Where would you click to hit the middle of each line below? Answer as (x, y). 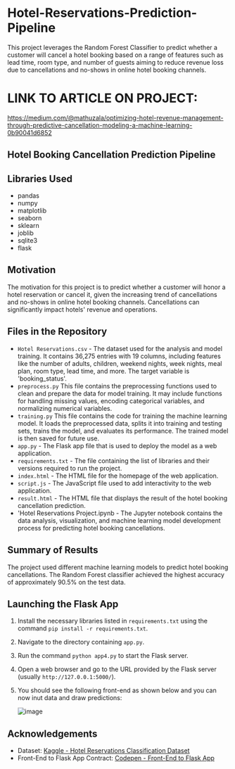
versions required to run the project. (70, 468)
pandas (28, 196)
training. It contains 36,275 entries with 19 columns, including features (119, 356)
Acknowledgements (52, 733)
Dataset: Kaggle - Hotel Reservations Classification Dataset (103, 751)
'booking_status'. (42, 379)
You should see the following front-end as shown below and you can (117, 690)
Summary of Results (53, 550)
